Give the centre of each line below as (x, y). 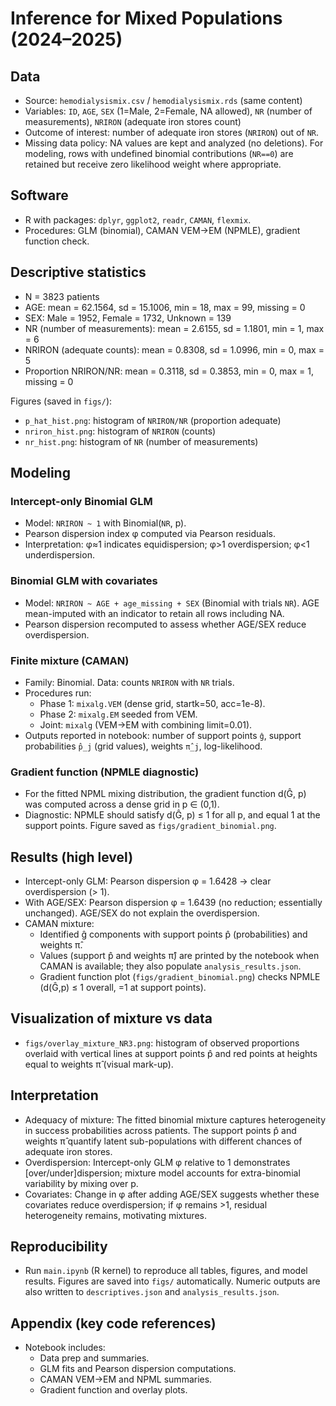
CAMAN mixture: (59, 924)
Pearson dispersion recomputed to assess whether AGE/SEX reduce (165, 624)
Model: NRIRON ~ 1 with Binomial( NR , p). (105, 523)
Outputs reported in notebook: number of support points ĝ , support (163, 735)
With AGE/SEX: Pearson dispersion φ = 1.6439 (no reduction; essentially (173, 903)
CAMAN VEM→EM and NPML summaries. (126, 1379)
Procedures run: (58, 693)
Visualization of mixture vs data (111, 1018)
